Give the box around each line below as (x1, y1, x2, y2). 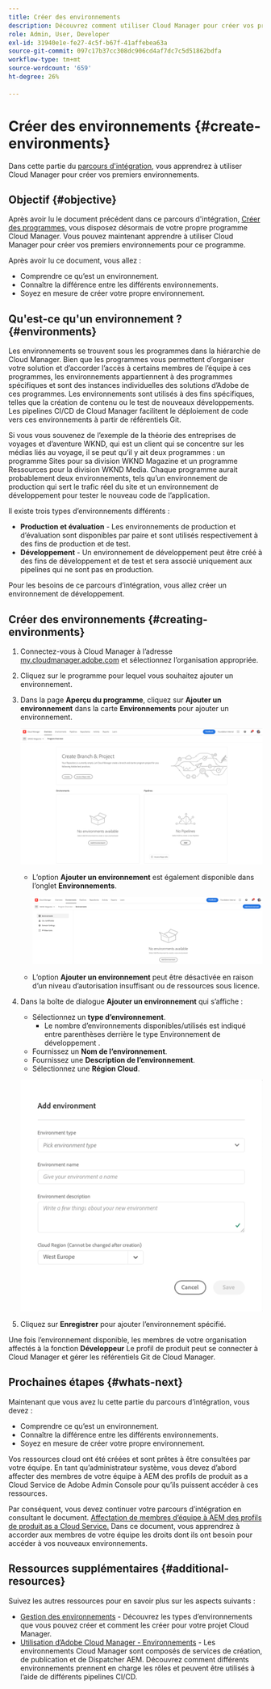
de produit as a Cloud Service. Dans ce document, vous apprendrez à (8, 1521, 240, 1531)
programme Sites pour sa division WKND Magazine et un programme (8, 457, 238, 466)
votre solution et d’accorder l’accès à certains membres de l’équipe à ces (8, 364, 252, 373)
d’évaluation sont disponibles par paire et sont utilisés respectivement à (19, 530, 258, 541)
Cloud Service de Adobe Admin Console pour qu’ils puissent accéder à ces (8, 1480, 259, 1489)
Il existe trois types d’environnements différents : (8, 506, 170, 516)
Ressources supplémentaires (8, 1562, 159, 1576)
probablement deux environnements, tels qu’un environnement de (8, 474, 228, 483)
